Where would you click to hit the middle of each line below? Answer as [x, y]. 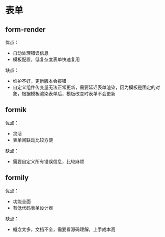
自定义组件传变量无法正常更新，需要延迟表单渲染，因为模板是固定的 [84, 87]
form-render [25, 29]
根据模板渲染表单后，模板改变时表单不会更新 [68, 94]
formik [16, 110]
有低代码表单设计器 [33, 208]
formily [17, 178]
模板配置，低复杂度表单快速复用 [46, 59]
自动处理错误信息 [31, 53]
